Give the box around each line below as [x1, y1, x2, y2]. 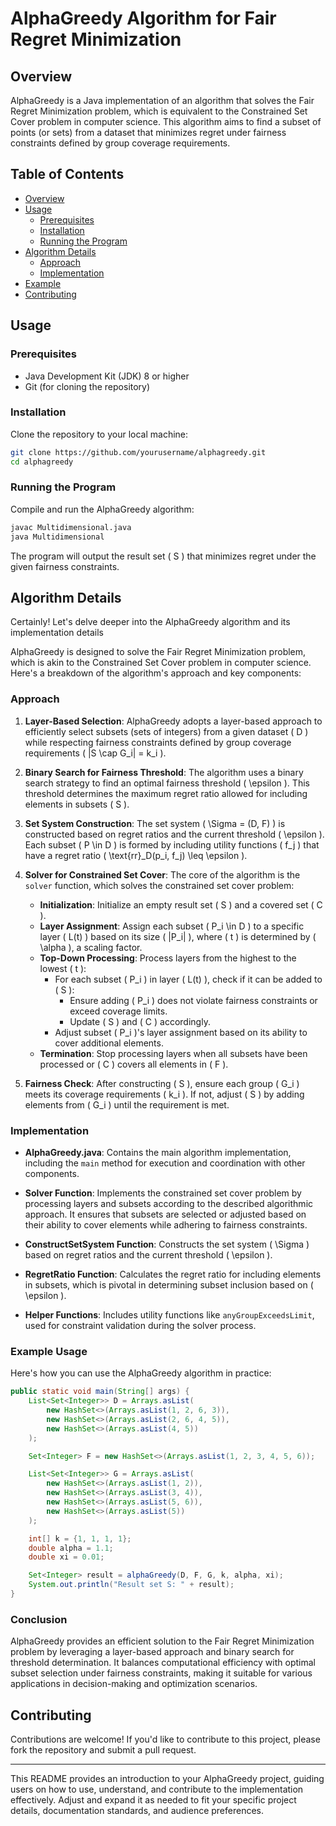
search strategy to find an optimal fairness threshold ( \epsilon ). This [24, 777, 310, 789]
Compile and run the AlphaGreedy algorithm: [10, 503, 195, 515]
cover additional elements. [54, 1037, 164, 1049]
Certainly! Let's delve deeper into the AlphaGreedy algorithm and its [10, 616, 291, 628]
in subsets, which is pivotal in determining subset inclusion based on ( [24, 1279, 314, 1291]
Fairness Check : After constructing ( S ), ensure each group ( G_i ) [24, 1077, 300, 1089]
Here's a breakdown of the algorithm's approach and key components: [10, 667, 302, 679]
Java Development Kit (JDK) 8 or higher [24, 370, 190, 382]
